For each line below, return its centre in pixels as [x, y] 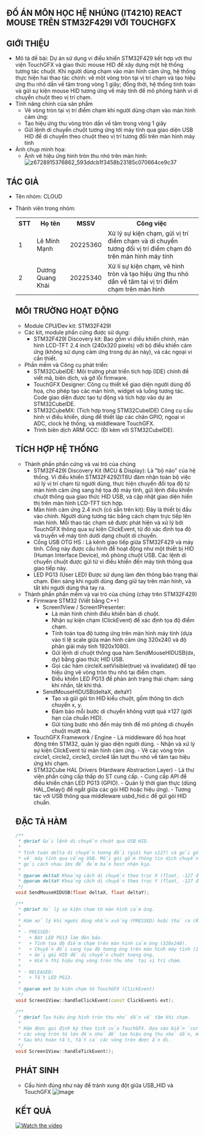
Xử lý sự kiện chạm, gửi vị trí [148, 233]
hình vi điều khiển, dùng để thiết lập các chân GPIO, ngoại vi [109, 417]
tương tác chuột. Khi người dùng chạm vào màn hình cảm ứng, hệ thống [106, 71]
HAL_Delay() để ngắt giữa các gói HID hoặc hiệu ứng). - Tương [112, 789]
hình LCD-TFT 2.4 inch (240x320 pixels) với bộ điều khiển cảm [113, 345]
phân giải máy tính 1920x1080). [91, 646]
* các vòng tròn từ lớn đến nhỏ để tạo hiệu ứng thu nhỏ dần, [106, 1035]
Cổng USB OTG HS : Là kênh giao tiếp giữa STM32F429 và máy [113, 542]
